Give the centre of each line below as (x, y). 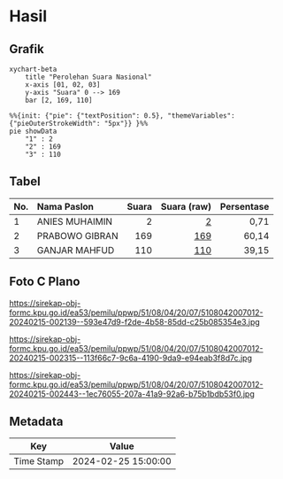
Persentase (245, 206)
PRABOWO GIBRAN (77, 236)
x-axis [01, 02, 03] (63, 85)
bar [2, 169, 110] (59, 100)
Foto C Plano (45, 282)
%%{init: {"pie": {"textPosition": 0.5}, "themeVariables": (122, 116)
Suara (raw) (186, 206)
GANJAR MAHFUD (76, 250)
